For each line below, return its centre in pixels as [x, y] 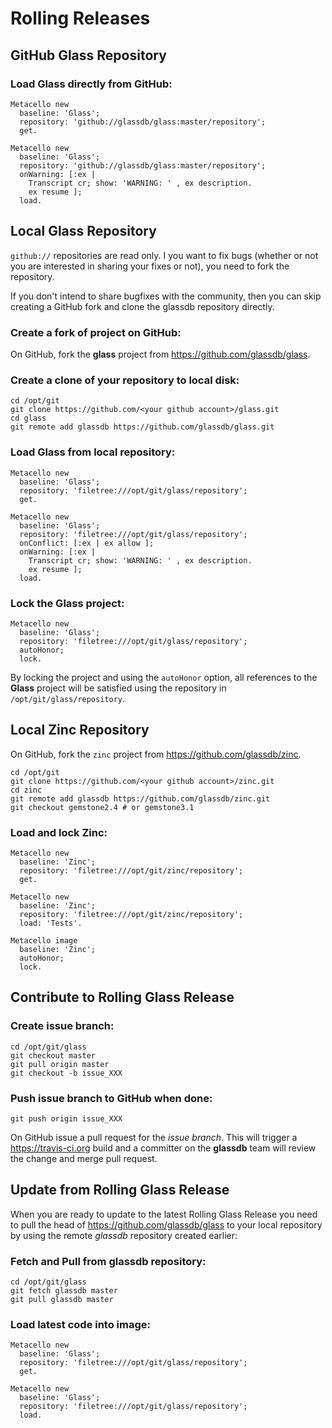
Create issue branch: [62, 1026]
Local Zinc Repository [80, 730]
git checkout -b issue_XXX [66, 1073]
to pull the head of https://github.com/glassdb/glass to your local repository [166, 1224]
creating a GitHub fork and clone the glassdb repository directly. [142, 306]
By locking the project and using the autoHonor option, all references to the [164, 677]
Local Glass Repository [83, 231]
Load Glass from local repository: [93, 452]
